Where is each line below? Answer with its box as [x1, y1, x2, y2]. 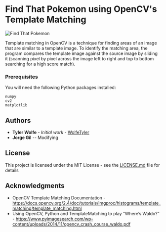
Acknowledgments [5, 182, 65, 190]
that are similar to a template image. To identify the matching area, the [5, 45, 148, 51]
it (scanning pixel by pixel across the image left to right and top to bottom [5, 55, 154, 61]
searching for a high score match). [5, 61, 76, 67]
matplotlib [5, 103, 28, 108]
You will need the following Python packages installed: [5, 85, 116, 91]
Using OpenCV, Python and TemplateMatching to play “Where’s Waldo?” [12, 210, 160, 216]
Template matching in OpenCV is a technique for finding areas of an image [5, 40, 157, 46]
